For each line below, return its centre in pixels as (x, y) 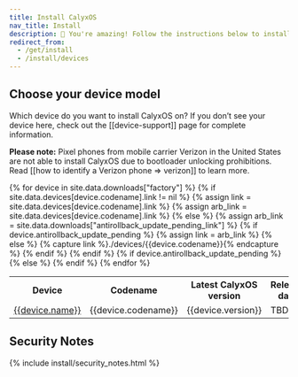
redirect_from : (37, 42)
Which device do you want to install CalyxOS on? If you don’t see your (137, 115)
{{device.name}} (47, 310)
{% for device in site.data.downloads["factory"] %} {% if (113, 188)
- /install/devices (53, 58)
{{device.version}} (224, 310)
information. (31, 135)
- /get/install (45, 50)
